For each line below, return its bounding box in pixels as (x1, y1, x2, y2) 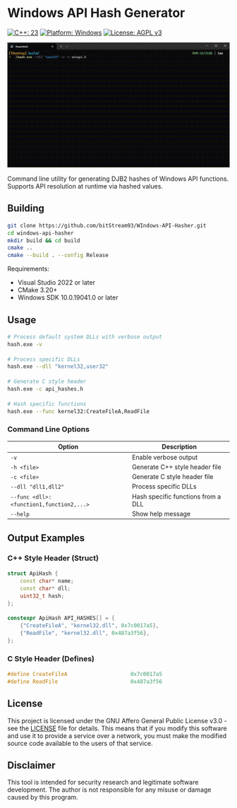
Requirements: (7, 265, 49, 273)
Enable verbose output (131, 453, 198, 461)
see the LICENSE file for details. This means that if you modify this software (7, 724, 227, 732)
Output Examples (7, 532, 85, 544)
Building (7, 203, 44, 215)
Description (162, 443, 197, 451)
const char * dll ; (20, 585, 71, 592)
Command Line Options (7, 424, 90, 434)
